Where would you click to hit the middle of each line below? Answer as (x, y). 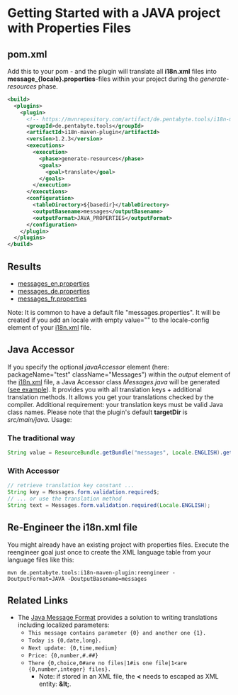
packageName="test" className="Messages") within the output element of (119, 374)
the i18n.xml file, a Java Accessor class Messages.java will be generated (114, 382)
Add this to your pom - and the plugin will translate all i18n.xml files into (112, 71)
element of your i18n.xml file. (50, 327)
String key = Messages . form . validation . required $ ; (84, 492)
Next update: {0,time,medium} (73, 648)
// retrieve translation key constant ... (71, 486)
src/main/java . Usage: (40, 419)
